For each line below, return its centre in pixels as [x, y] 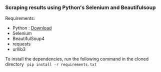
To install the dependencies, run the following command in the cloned [77, 59]
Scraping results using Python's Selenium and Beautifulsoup [80, 7]
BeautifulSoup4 [28, 38]
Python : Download [32, 28]
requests [21, 44]
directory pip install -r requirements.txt [51, 64]
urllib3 [19, 49]
